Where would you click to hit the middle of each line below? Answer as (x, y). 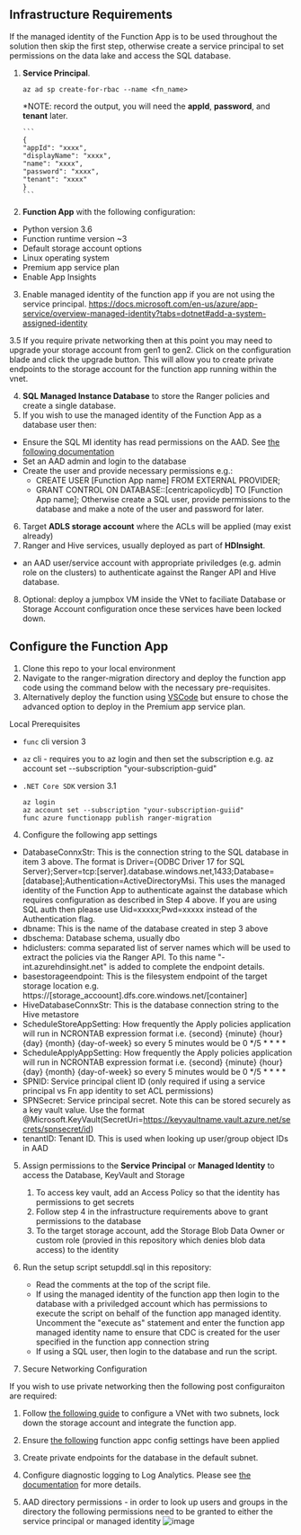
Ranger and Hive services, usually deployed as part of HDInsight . (144, 545)
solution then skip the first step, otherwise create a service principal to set (147, 46)
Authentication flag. (59, 918)
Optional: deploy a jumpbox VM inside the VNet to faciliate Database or (154, 599)
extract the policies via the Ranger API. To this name (119, 957)
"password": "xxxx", (61, 171)
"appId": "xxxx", (55, 147)
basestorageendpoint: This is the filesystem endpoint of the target (145, 976)
